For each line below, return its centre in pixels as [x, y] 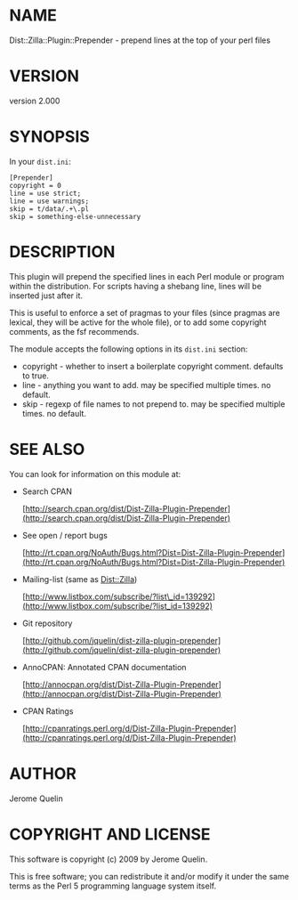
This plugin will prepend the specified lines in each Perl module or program [147, 276]
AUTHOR [43, 773]
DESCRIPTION [62, 252]
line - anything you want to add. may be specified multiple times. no [146, 385]
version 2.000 [35, 101]
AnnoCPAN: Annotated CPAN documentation [104, 667]
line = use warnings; [49, 201]
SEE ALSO [47, 449]
